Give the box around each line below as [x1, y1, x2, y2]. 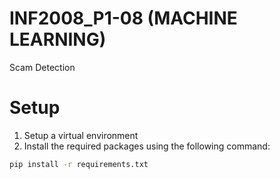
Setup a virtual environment [23, 129, 139, 141]
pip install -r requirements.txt [9, 159, 149, 169]
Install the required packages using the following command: [23, 140, 271, 152]
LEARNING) [9, 28, 107, 51]
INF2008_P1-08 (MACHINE [9, 7, 238, 30]
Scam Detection [9, 61, 76, 73]
